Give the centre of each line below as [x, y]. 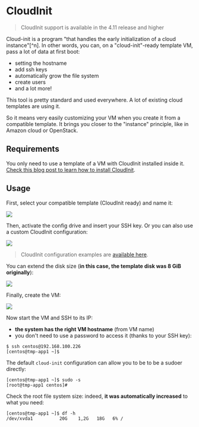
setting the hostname [41, 63]
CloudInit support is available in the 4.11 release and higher [92, 27]
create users [30, 82]
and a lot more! [33, 88]
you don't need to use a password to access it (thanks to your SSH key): [103, 335]
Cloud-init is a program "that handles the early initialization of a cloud [91, 39]
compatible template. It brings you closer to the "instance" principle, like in [97, 124]
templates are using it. [33, 106]
